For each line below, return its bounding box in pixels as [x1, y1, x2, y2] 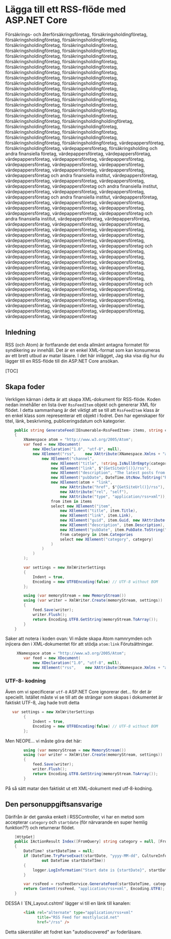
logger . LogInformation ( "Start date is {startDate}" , [32, 868, 147, 873]
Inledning [5, 328, 36, 337]
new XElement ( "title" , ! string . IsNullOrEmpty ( [50, 461, 152, 466]
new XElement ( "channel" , [41, 456, 95, 461]
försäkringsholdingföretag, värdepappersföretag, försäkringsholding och [5, 145, 158, 151]
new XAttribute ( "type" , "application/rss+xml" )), [60, 494, 167, 499]
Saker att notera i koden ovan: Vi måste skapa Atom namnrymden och [5, 635, 152, 641]
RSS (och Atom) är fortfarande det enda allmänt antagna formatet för [5, 341, 150, 348]
